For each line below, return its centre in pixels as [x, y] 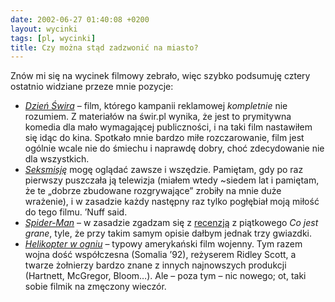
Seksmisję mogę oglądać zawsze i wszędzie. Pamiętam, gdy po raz [164, 170]
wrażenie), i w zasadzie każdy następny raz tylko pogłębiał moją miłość [172, 202]
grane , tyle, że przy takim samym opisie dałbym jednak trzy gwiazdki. [168, 233]
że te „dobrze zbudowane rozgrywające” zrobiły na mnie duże [153, 191]
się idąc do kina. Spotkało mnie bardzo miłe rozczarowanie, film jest [164, 138]
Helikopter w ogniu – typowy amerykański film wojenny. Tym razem [163, 244]
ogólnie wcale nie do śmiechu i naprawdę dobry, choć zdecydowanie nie [174, 148]
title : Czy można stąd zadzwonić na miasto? [104, 47]
